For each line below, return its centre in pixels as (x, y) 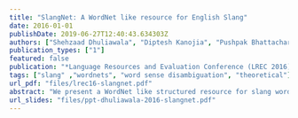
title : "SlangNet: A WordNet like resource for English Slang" (129, 17)
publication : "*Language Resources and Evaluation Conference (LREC (138, 67)
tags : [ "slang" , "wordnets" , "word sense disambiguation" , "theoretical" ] (150, 75)
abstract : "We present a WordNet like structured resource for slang (141, 91)
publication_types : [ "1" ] (57, 51)
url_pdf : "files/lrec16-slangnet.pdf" (81, 83)
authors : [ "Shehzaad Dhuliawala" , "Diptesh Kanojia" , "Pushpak (129, 42)
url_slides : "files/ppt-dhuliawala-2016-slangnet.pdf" (113, 100)
